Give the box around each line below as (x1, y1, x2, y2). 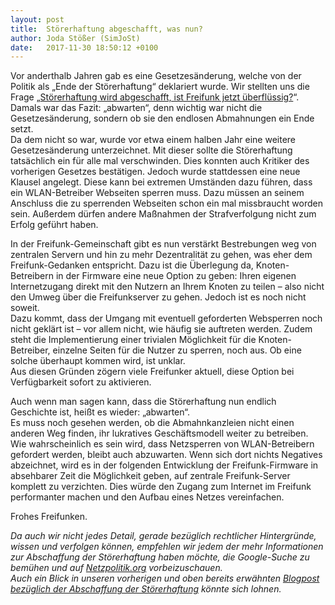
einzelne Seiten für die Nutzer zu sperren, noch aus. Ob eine (52, 344, 302, 356)
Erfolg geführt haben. (10, 219, 99, 231)
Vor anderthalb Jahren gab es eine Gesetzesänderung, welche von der (10, 70, 302, 82)
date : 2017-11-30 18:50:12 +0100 (10, 42, 159, 53)
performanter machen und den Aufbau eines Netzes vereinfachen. (10, 491, 285, 503)
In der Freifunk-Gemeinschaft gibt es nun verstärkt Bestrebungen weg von (10, 238, 317, 250)
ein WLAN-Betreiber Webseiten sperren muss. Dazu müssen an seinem (10, 187, 305, 199)
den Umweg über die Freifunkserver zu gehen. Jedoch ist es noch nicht (10, 291, 307, 303)
